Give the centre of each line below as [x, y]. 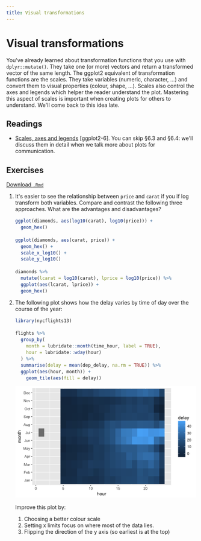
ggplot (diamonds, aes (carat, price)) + [65, 240]
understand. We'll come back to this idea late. [63, 105]
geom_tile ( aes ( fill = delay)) [64, 378]
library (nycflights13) [43, 321]
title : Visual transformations [45, 13]
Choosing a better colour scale [62, 519]
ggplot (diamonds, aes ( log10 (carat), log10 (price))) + [84, 221]
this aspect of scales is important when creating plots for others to [89, 98]
